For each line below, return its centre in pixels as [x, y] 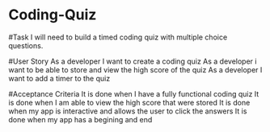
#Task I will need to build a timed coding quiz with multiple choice [118, 37]
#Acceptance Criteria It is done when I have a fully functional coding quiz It [134, 93]
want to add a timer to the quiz [59, 78]
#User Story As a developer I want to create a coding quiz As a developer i [133, 61]
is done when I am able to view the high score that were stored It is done [129, 102]
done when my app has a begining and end [80, 119]
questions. [26, 45]
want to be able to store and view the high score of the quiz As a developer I [135, 69]
